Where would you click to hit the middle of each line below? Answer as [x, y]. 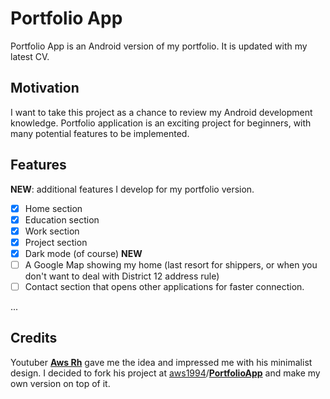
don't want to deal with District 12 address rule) [122, 276]
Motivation [45, 88]
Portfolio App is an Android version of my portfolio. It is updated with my [159, 46]
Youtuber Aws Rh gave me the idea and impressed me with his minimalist [161, 362]
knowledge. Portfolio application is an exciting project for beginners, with [161, 123]
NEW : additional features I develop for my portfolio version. [132, 189]
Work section [52, 231]
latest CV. [30, 56]
